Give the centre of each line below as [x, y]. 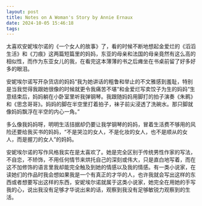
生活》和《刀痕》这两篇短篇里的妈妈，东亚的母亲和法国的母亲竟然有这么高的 [101, 54]
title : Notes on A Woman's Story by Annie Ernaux [70, 17]
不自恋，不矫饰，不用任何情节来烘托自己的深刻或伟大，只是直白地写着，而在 [101, 160]
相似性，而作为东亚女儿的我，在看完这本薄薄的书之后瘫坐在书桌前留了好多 [98, 61]
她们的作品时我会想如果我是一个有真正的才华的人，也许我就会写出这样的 [101, 175]
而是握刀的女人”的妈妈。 [47, 139]
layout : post [23, 12]
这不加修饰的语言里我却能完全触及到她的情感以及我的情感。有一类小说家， [98, 167]
